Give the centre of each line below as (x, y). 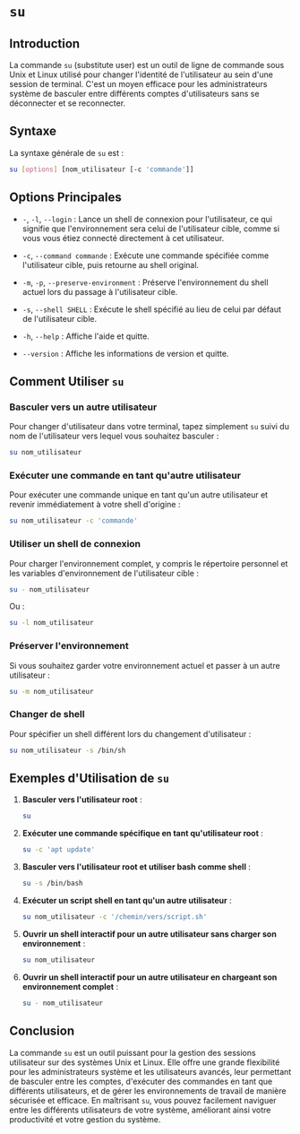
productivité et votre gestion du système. (85, 1119)
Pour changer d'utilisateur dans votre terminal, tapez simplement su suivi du (149, 427)
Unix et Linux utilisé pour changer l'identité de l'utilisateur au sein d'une (141, 74)
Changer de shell (47, 714)
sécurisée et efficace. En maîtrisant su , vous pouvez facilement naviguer (143, 1100)
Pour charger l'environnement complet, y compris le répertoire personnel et (149, 563)
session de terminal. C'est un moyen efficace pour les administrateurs (138, 84)
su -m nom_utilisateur (51, 691)
